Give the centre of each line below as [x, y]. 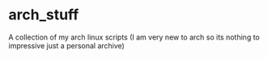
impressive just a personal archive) [67, 45]
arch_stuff [44, 15]
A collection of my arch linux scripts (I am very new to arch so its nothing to [134, 37]
